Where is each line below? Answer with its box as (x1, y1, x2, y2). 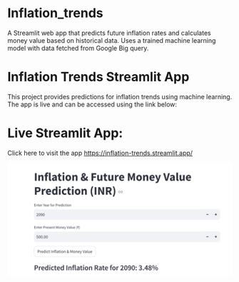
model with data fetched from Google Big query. (7, 44, 149, 52)
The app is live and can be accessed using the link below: (7, 100, 177, 109)
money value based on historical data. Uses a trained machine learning (7, 36, 216, 44)
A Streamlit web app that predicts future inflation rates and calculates (7, 29, 212, 37)
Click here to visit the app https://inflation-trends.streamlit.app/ (7, 148, 193, 157)
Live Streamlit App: (7, 125, 123, 141)
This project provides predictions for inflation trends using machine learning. (7, 92, 233, 101)
